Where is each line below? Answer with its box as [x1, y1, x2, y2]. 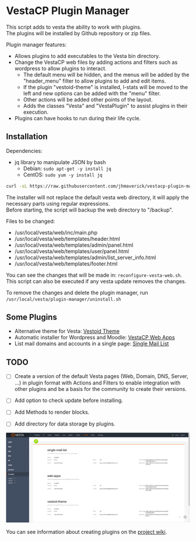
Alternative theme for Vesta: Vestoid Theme [14, 328, 120, 335]
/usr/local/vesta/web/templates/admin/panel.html [14, 241, 134, 249]
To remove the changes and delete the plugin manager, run [6, 289, 149, 296]
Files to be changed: [6, 217, 55, 224]
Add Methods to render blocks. [14, 409, 90, 416]
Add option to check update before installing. [14, 397, 124, 404]
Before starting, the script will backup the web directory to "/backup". [6, 206, 173, 213]
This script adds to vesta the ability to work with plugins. [6, 23, 142, 30]
